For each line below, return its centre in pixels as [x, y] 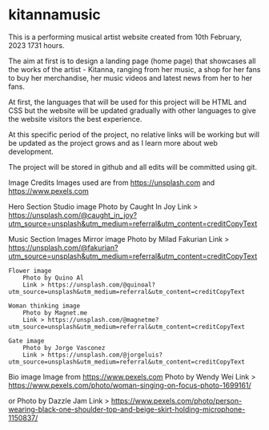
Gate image [26, 341]
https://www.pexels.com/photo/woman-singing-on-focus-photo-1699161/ [130, 385]
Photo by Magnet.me [55, 313]
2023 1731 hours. [36, 45]
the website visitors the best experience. [75, 119]
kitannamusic [55, 15]
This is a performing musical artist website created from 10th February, [125, 37]
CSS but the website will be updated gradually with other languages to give [132, 111]
